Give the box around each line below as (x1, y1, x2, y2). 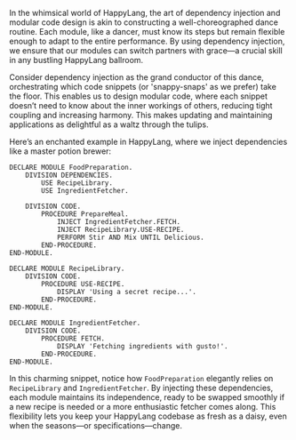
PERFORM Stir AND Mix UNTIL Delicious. (56, 233, 204, 242)
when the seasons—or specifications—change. (9, 420, 182, 430)
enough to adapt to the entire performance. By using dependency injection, (9, 36, 285, 46)
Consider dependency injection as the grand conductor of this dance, (9, 72, 264, 83)
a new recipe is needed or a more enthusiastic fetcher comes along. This (9, 402, 276, 412)
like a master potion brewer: (9, 146, 112, 156)
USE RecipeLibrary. (41, 179, 114, 188)
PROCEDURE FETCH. (41, 334, 105, 343)
